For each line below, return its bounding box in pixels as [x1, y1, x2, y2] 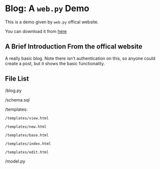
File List [5, 75, 29, 83]
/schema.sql [5, 97, 30, 102]
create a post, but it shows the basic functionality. [5, 60, 105, 66]
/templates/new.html [5, 124, 47, 129]
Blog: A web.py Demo [5, 3, 89, 14]
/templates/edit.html [5, 150, 49, 154]
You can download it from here [5, 28, 67, 34]
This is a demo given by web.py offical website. [5, 19, 99, 25]
